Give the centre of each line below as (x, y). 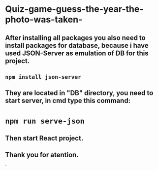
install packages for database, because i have (77, 45)
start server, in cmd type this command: (68, 101)
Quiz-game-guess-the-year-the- (74, 9)
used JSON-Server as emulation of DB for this (77, 53)
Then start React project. (44, 138)
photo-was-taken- (44, 19)
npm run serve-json (45, 121)
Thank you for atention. (42, 155)
